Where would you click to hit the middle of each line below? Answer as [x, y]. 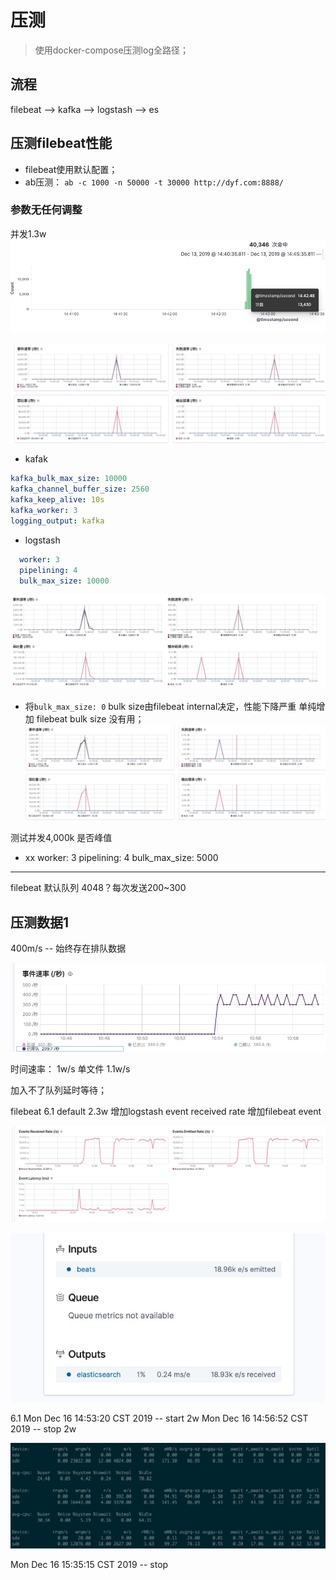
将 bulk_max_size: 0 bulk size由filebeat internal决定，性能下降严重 [160, 706]
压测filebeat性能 [61, 143]
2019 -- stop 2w [43, 1429]
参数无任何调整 [46, 210]
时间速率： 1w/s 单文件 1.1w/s [70, 1069]
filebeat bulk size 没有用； [90, 718]
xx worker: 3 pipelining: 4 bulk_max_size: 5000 [121, 858]
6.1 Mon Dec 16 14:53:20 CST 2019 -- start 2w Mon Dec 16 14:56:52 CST [159, 1418]
